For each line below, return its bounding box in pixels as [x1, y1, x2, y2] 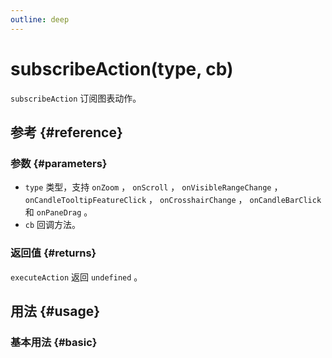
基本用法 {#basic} [10, 335, 98, 349]
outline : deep [10, 14, 70, 25]
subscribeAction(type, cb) [10, 57, 234, 80]
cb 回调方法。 [24, 219, 82, 231]
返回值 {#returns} [10, 246, 97, 260]
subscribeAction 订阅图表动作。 [10, 92, 142, 104]
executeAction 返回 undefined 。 [10, 271, 143, 283]
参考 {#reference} [10, 124, 123, 141]
